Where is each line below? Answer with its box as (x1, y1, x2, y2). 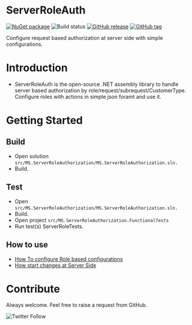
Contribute (6, 282, 60, 296)
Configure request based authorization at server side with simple (6, 34, 163, 41)
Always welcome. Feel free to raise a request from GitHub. (6, 301, 147, 309)
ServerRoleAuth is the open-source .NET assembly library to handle (14, 81, 179, 88)
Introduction (6, 61, 68, 75)
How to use (6, 240, 48, 250)
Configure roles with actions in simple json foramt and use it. (14, 93, 161, 100)
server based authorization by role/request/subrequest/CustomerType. (14, 86, 187, 94)
